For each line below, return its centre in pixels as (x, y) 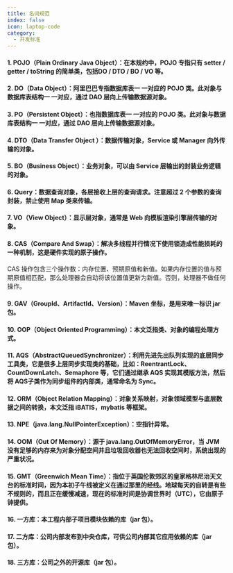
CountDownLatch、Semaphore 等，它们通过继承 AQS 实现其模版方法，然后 (116, 373)
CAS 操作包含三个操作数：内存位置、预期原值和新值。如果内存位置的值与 (112, 269)
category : (21, 33)
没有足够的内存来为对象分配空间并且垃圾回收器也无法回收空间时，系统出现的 (116, 450)
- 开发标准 (27, 40)
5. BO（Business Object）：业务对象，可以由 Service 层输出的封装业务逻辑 (114, 166)
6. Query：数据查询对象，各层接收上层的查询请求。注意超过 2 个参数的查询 (114, 192)
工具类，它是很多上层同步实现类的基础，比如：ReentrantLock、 (99, 364)
